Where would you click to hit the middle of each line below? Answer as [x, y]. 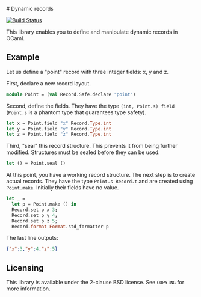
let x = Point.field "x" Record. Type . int [59, 123]
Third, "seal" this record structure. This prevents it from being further [92, 146]
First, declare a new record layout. [49, 83]
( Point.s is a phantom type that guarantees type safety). [76, 112]
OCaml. [16, 38]
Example [23, 57]
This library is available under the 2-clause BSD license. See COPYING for [95, 283]
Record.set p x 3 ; [35, 210]
